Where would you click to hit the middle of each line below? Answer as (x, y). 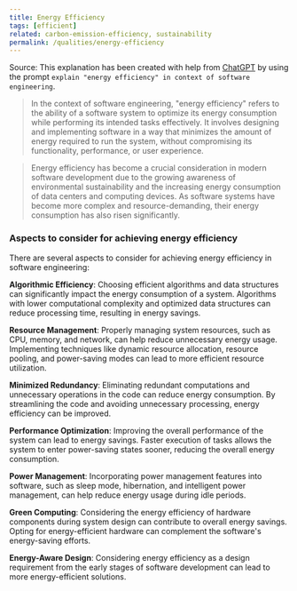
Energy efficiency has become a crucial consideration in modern (149, 168)
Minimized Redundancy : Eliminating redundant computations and (129, 385)
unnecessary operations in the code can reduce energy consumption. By (143, 394)
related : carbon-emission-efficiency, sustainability (111, 34)
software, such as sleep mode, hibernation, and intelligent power (128, 485)
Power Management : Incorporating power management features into (136, 475)
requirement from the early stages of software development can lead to (140, 567)
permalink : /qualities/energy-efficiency (87, 42)
